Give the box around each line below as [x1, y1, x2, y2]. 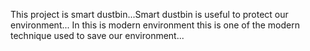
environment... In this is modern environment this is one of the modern [10, 19, 300, 31]
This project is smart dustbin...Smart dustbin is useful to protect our [10, 9, 289, 20]
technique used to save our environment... [10, 30, 185, 41]
